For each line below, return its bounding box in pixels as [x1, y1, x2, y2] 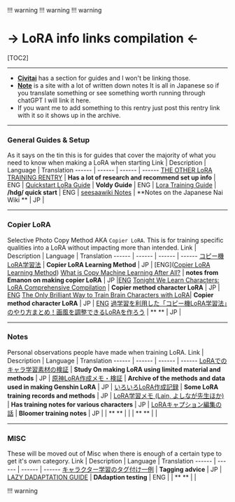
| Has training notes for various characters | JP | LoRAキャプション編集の [7, 400, 222, 409]
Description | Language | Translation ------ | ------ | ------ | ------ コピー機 [7, 252, 225, 260]
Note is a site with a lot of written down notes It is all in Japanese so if [17, 81, 220, 90]
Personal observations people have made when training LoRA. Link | [7, 348, 204, 356]
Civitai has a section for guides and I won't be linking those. [17, 74, 191, 82]
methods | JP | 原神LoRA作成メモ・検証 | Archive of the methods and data [7, 374, 225, 382]
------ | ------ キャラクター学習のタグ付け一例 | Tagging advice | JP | [20, 466, 222, 474]
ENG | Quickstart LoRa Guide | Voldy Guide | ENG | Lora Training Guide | [7, 181, 217, 189]
